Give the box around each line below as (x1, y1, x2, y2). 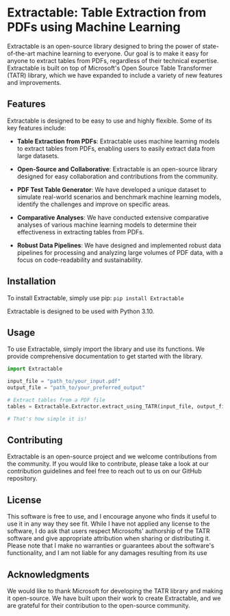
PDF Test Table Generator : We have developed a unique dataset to (16, 185, 207, 193)
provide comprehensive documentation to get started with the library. (7, 352, 203, 360)
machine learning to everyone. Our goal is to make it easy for (36, 49, 209, 58)
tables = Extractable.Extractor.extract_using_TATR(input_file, (7, 403, 194, 410)
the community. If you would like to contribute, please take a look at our (7, 460, 209, 468)
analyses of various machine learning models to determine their (16, 221, 197, 229)
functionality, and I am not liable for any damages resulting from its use (7, 549, 207, 557)
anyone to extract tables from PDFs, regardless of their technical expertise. (7, 56, 219, 64)
